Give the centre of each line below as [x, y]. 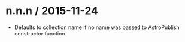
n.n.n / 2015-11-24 [52, 11]
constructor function [40, 33]
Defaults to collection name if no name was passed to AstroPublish [97, 27]
